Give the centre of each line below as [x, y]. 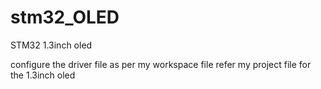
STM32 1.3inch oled [51, 45]
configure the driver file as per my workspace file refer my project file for [161, 64]
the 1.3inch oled [43, 75]
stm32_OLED [65, 17]
